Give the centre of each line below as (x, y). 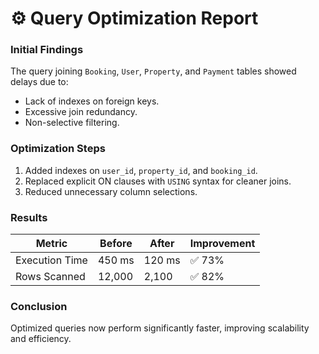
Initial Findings (47, 50)
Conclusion (39, 306)
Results (29, 217)
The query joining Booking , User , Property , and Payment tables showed (153, 71)
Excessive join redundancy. (81, 112)
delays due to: (39, 82)
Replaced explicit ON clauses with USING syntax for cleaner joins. (158, 181)
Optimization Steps (58, 149)
